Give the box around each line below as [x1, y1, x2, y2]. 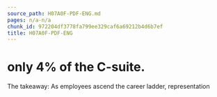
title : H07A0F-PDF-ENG [7, 29, 73, 37]
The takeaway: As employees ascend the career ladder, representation [7, 82, 210, 91]
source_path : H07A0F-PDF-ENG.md [7, 10, 101, 17]
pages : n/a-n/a [7, 17, 51, 24]
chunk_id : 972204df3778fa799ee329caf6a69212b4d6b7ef [7, 23, 163, 30]
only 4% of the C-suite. [7, 60, 145, 75]
